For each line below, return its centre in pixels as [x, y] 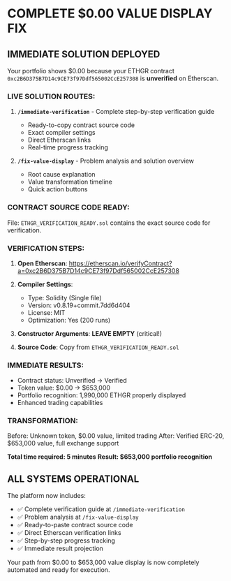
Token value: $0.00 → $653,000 [64, 388]
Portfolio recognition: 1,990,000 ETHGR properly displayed [102, 395]
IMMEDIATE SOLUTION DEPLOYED [84, 54]
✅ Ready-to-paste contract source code [75, 525]
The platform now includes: [46, 496]
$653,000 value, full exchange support [63, 443]
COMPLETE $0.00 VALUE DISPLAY [110, 14]
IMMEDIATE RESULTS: [46, 365]
